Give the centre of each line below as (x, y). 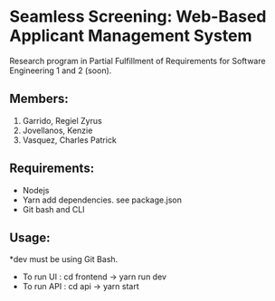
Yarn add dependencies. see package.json (102, 200)
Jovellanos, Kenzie (57, 130)
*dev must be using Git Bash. (64, 259)
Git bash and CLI (53, 209)
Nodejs (36, 190)
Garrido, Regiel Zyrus (62, 120)
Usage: (30, 237)
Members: (39, 99)
